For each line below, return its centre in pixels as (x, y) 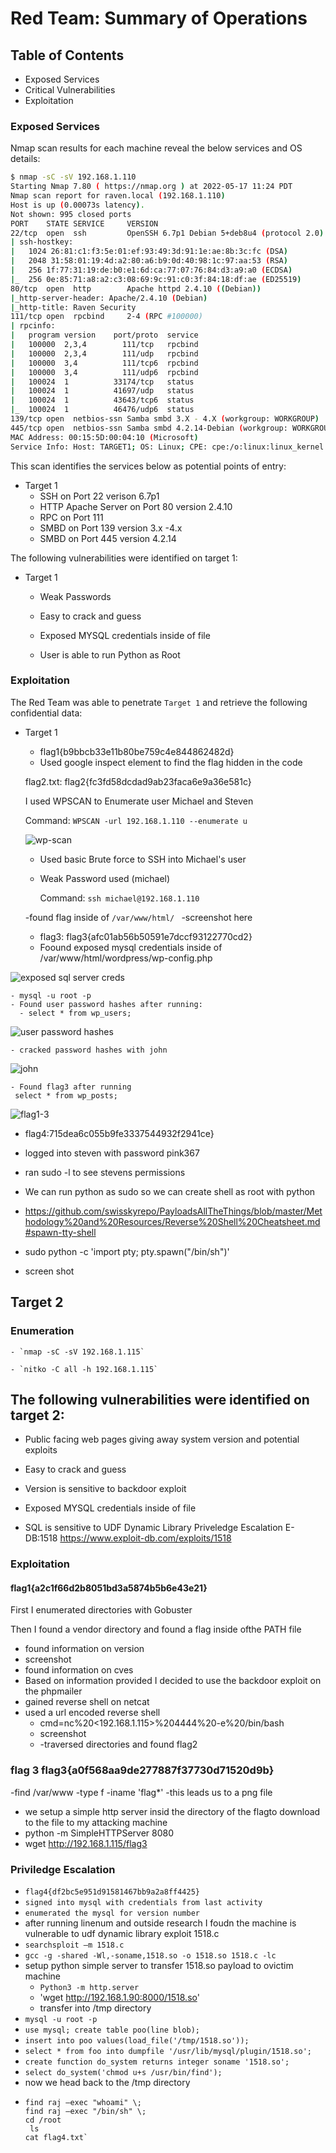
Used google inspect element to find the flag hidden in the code (171, 762)
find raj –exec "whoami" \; (83, 2103)
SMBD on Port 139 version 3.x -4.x (111, 528)
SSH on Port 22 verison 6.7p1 (99, 496)
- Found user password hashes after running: (106, 1004)
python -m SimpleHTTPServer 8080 (99, 1833)
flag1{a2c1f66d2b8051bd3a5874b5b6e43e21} (109, 1588)
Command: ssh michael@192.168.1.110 (119, 898)
